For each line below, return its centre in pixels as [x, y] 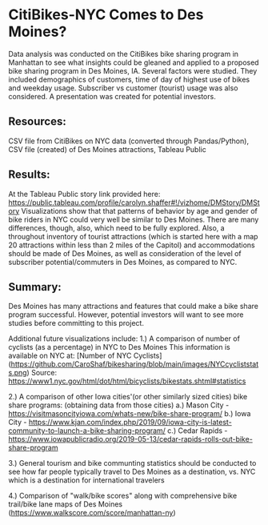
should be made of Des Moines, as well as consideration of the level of [125, 253]
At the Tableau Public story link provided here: [84, 194]
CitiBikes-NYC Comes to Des [106, 15]
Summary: [35, 287]
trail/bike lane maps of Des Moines [65, 504]
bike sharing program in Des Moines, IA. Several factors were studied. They [133, 70]
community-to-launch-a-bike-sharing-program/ [87, 431]
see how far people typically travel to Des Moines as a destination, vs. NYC [132, 472]
